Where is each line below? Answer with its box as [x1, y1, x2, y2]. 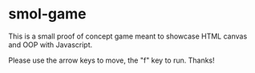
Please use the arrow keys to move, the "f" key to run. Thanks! [8, 55, 215, 65]
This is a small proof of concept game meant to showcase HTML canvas [8, 31, 248, 41]
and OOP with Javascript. [8, 39, 93, 49]
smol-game [8, 5, 87, 23]
